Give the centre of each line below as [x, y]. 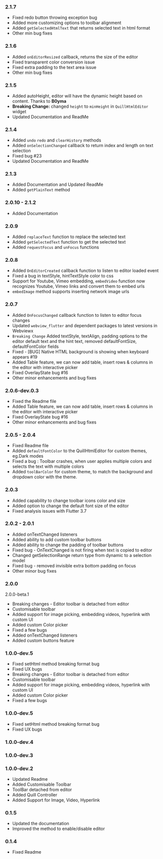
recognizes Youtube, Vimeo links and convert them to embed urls [78, 286]
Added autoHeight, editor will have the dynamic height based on [77, 96]
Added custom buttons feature [43, 641]
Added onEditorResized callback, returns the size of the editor [75, 57]
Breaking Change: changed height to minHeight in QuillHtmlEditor [80, 106]
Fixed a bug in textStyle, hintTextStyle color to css [63, 276]
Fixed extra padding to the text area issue [54, 67]
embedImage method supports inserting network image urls [71, 292]
